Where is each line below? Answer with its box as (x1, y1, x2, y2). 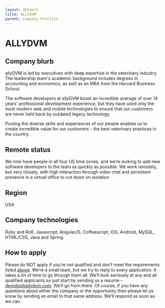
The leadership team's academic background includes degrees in (5, 75, 138, 81)
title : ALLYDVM (5, 12, 36, 17)
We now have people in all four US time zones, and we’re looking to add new (5, 159, 161, 165)
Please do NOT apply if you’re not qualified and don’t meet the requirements (5, 262, 160, 268)
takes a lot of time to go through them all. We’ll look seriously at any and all (5, 272, 157, 278)
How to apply (5, 248, 47, 257)
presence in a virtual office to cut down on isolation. (5, 174, 111, 180)
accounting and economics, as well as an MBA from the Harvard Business (5, 81, 155, 87)
